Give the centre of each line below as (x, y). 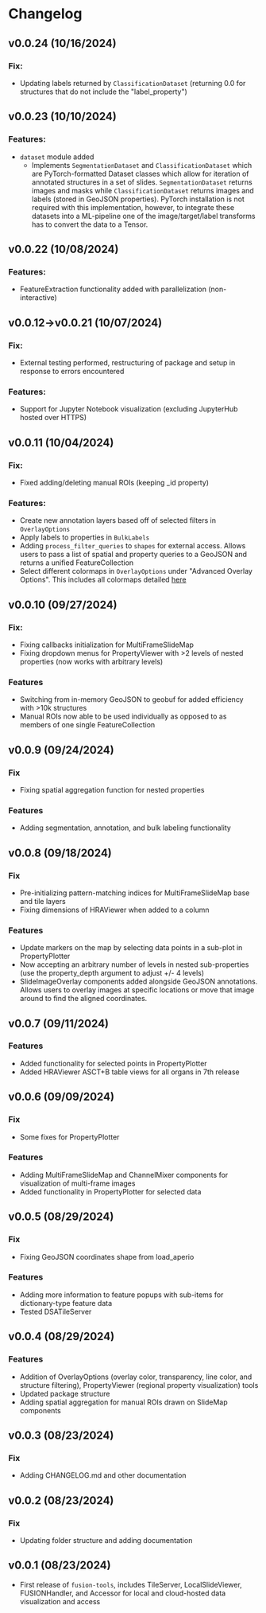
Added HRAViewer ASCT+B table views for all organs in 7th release (129, 1072)
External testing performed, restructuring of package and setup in (127, 362)
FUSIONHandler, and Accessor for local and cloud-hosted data (123, 1593)
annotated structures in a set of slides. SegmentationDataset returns (142, 182)
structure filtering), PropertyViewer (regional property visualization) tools (139, 1385)
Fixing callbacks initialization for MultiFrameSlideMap (107, 645)
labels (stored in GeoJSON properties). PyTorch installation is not (138, 199)
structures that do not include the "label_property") (104, 92)
